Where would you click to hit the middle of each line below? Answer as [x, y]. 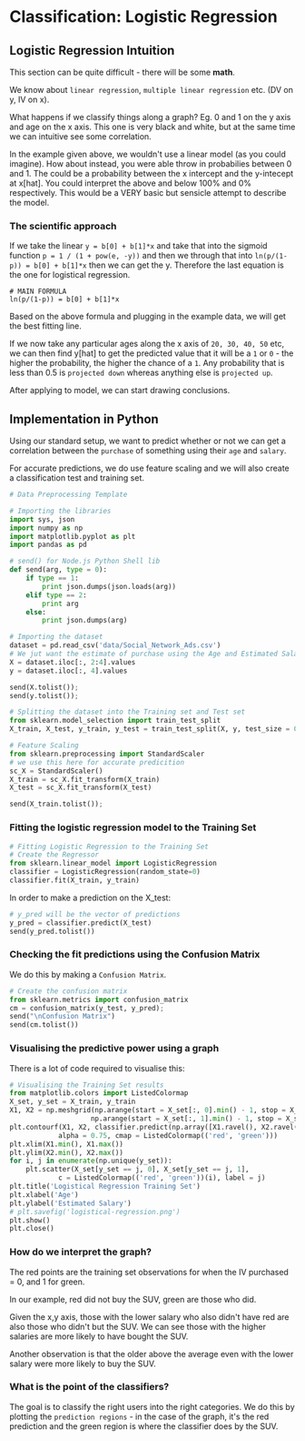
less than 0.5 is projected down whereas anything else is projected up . [141, 373]
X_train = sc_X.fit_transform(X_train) [85, 779]
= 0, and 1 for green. [47, 1282]
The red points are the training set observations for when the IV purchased [149, 1272]
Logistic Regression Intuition [92, 51]
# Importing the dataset [56, 637]
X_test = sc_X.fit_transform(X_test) [81, 788]
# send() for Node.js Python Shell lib [85, 562]
